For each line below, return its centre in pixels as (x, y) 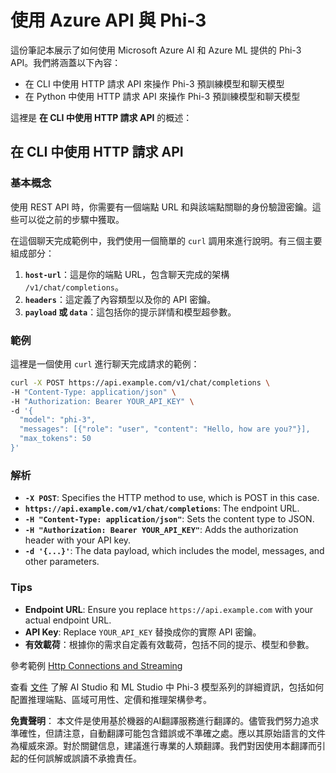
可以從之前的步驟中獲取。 (71, 219)
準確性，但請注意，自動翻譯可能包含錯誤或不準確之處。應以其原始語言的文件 (168, 733)
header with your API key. (78, 540)
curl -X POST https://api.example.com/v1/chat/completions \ (140, 382)
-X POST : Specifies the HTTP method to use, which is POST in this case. (172, 498)
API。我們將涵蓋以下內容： (66, 62)
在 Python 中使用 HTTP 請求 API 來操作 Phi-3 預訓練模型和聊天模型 (162, 96)
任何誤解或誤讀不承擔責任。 (84, 758)
